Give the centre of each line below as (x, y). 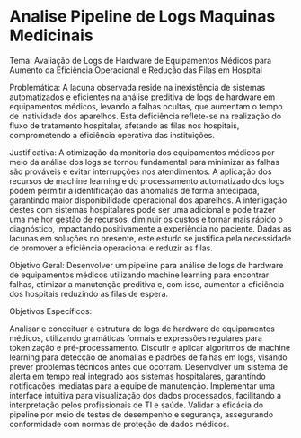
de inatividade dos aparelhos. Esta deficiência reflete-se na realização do (145, 116)
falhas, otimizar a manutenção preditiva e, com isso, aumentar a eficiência (147, 284)
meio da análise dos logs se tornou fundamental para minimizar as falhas (145, 162)
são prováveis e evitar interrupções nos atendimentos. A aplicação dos (141, 171)
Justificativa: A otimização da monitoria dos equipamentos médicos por (142, 152)
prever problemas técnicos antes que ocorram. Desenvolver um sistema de (149, 366)
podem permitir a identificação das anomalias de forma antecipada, (134, 190)
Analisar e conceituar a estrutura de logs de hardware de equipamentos (142, 328)
